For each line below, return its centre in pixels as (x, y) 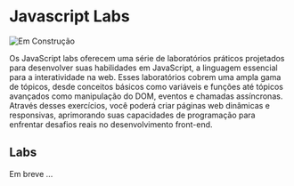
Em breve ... (31, 174)
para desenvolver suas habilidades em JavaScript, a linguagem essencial (143, 68)
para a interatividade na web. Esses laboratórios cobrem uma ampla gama (145, 77)
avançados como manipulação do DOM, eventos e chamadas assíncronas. (146, 96)
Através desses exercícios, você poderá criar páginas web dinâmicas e (139, 105)
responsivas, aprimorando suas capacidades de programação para (132, 115)
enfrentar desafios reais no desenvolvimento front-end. (111, 124)
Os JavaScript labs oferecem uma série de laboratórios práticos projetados (147, 58)
